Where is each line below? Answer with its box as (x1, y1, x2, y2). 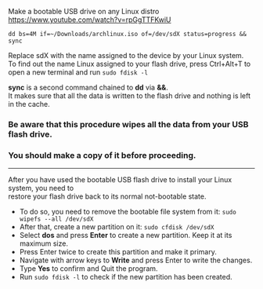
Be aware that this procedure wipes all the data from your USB (8, 119, 249, 130)
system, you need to (8, 184, 74, 193)
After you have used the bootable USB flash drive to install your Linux (8, 175, 232, 185)
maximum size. (19, 239, 69, 248)
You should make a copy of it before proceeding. (8, 149, 196, 160)
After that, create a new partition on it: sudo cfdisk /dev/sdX (19, 222, 214, 232)
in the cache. (8, 100, 51, 108)
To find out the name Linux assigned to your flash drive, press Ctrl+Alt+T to (8, 59, 251, 68)
